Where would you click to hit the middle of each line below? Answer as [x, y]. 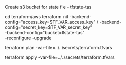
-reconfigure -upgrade [28, 38]
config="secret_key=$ [28, 27]
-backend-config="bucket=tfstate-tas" [45, 32]
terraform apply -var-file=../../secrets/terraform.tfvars [60, 57]
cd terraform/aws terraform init [37, 17]
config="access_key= [28, 22]
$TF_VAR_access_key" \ [74, 22]
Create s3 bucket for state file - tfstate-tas [48, 7]
